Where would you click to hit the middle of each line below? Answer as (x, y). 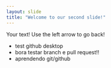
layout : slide (24, 12)
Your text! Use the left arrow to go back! (55, 34)
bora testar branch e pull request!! (57, 52)
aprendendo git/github (43, 58)
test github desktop (39, 46)
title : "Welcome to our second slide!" (56, 17)
